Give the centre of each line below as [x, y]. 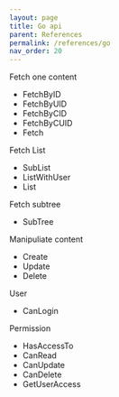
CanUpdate [44, 365]
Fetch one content [43, 77]
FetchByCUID [47, 124]
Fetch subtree [35, 205]
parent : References [46, 34]
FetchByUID [45, 104]
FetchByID [41, 95]
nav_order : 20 [36, 51]
